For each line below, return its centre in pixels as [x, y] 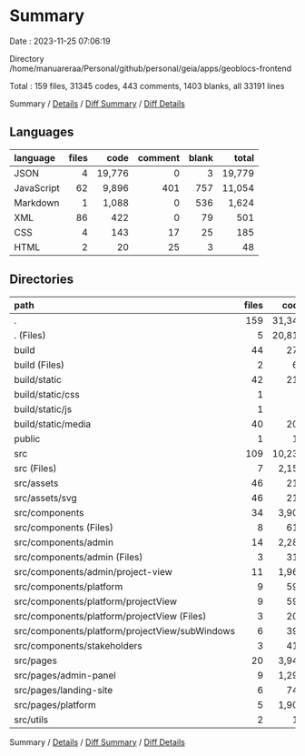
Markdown [37, 203]
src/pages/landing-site [64, 690]
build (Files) [39, 365]
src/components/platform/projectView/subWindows [125, 630]
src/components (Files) [64, 527]
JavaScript [37, 187]
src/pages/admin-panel [65, 675]
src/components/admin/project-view [93, 571]
